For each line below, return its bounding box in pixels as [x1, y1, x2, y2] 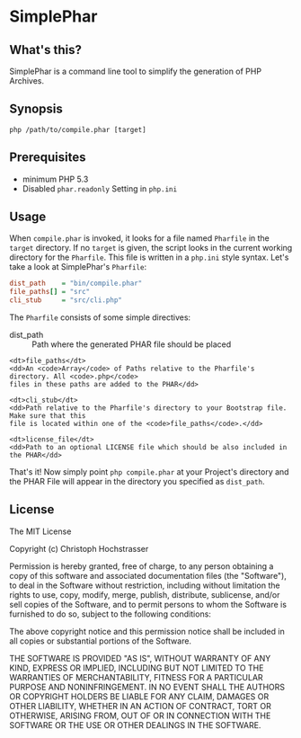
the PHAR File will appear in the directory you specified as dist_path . [9, 476, 265, 487]
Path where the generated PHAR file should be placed [31, 339, 232, 350]
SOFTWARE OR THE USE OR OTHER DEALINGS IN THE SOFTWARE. [9, 719, 261, 730]
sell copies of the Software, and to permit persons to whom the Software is [9, 599, 288, 609]
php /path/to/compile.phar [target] [9, 125, 146, 134]
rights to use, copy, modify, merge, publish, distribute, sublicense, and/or [9, 589, 280, 600]
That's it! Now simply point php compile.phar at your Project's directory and [9, 467, 289, 477]
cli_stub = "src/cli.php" [9, 296, 123, 305]
